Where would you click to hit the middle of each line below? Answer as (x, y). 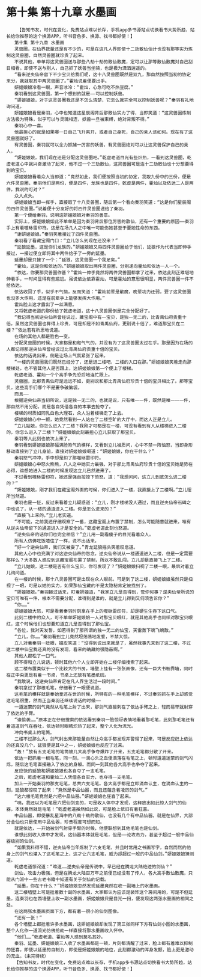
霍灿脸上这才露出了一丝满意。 (45, 304)
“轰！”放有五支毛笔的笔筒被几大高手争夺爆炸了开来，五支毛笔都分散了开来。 (95, 752)
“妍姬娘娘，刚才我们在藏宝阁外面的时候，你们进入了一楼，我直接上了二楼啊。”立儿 (100, 490)
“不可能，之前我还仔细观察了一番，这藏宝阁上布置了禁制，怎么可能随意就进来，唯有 (103, 522)
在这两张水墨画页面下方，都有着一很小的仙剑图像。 (68, 911)
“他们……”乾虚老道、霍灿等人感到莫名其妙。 (60, 937)
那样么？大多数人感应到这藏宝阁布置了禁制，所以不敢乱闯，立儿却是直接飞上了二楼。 (95, 560)
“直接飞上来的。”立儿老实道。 (45, 515)
